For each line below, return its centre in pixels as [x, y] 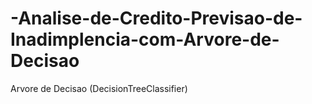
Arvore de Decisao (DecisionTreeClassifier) [99, 88]
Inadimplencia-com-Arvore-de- [145, 39]
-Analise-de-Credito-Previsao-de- [156, 18]
